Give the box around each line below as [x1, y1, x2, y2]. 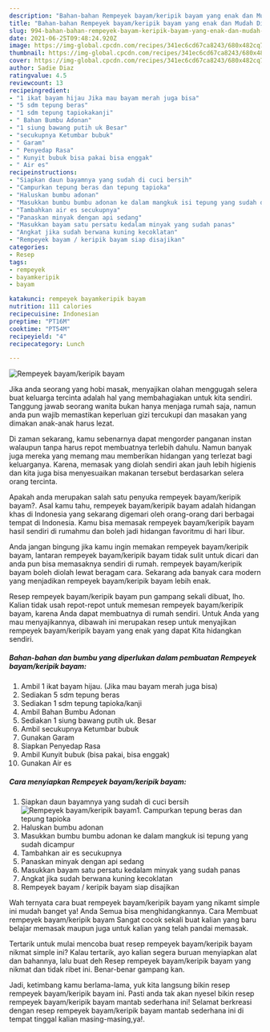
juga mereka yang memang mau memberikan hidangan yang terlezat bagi [9, 451, 252, 461]
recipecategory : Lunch [9, 340, 85, 348]
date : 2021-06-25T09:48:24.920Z [9, 34, 117, 43]
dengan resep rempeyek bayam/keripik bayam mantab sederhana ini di [9, 1005, 244, 1016]
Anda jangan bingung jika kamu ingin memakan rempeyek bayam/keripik [9, 542, 249, 552]
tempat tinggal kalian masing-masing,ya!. [9, 1014, 145, 1024]
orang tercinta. [9, 477, 58, 487]
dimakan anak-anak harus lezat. [9, 418, 115, 428]
